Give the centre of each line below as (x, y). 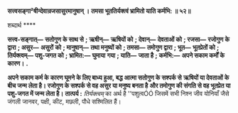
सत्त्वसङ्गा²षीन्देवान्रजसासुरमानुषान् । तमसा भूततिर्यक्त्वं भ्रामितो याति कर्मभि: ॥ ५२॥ (99, 11)
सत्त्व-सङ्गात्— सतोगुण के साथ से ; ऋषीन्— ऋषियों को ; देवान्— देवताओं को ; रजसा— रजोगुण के (118, 39)
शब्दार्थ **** (22, 25)
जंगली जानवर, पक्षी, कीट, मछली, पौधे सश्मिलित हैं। (64, 102)
